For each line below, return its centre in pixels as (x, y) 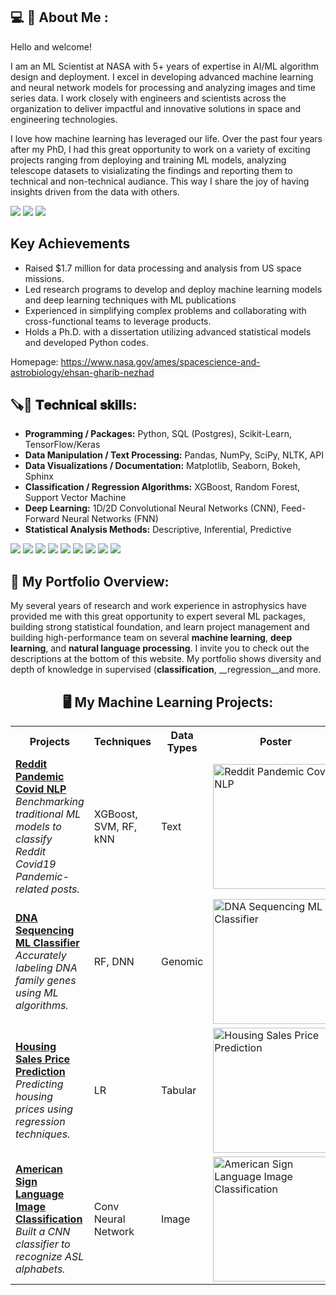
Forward (42, 519)
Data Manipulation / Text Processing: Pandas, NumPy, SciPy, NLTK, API (174, 455)
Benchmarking (50, 802)
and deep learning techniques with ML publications (130, 300)
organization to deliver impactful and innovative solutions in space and (156, 108)
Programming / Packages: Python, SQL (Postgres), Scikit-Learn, (158, 434)
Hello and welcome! (51, 46)
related (32, 889)
